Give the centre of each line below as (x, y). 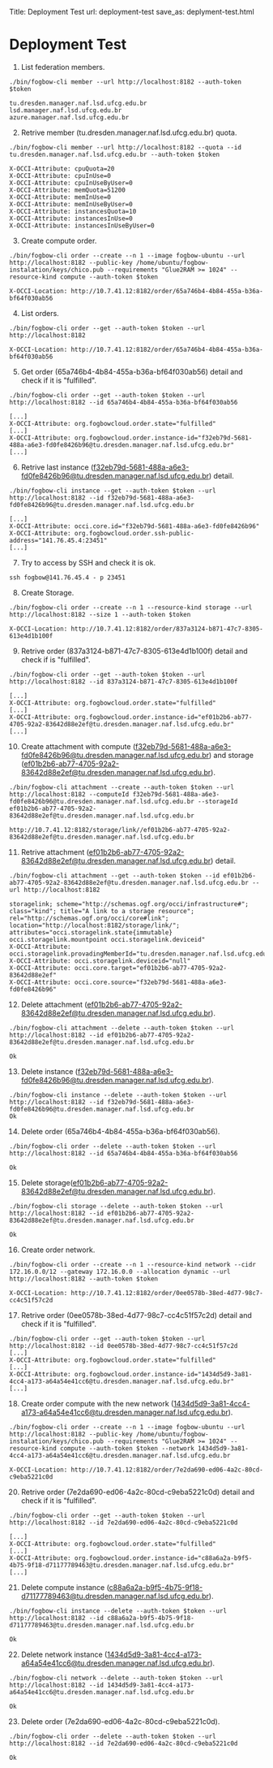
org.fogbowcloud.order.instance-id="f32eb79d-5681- (163, 438)
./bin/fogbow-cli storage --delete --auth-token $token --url (116, 1206)
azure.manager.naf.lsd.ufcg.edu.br (69, 117)
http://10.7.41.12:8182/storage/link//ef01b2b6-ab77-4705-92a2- (120, 830)
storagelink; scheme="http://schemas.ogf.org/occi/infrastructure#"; (129, 904)
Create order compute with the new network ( (97, 1403)
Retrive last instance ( (57, 467)
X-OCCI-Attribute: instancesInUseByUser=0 (82, 225)
